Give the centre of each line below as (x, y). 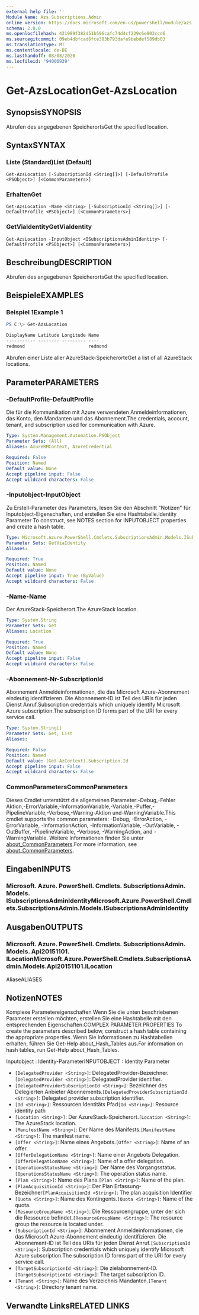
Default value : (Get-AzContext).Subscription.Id (67, 761)
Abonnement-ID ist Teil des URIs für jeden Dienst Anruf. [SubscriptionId (102, 1243)
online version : (26, 23)
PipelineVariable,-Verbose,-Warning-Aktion (59, 812)
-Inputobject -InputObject (44, 494)
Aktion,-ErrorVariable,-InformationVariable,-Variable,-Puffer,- (81, 806)
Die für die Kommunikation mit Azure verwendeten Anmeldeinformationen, (97, 412)
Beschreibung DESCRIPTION (59, 262)
